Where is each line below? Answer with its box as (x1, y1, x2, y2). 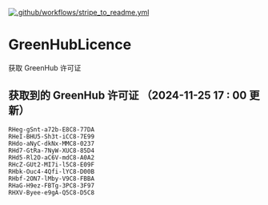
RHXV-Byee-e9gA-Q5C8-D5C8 (8, 188, 94, 196)
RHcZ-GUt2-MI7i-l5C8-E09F (8, 160, 94, 168)
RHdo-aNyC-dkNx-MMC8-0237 (8, 139, 94, 147)
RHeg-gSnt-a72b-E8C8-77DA (8, 125, 94, 134)
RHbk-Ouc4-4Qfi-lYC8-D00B (8, 167, 94, 175)
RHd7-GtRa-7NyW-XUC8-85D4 (8, 147, 94, 155)
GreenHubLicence (8, 36, 132, 54)
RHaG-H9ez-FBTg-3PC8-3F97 (8, 181, 94, 190)
